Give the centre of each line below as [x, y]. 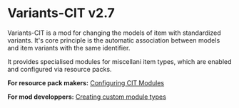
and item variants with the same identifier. [69, 48]
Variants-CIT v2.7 [61, 13]
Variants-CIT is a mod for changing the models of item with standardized [114, 33]
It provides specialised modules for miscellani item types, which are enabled [119, 61]
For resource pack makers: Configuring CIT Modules [86, 82]
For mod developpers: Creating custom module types [87, 97]
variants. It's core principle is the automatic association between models [114, 40]
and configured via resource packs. [60, 69]
